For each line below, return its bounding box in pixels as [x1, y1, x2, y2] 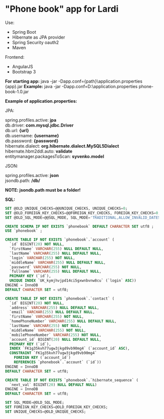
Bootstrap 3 [12, 68, 36, 74]
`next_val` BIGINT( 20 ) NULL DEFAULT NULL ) [9, 382, 97, 387]
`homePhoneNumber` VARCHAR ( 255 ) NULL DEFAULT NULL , [9, 319, 117, 324]
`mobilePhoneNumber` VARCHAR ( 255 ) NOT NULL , [9, 332, 102, 337]
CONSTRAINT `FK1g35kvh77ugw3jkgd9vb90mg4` [9, 351, 97, 355]
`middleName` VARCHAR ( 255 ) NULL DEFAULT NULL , [9, 260, 106, 265]
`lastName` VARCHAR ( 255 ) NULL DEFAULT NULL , [9, 251, 102, 256]
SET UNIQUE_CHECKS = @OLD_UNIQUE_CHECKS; [5, 409, 86, 414]
